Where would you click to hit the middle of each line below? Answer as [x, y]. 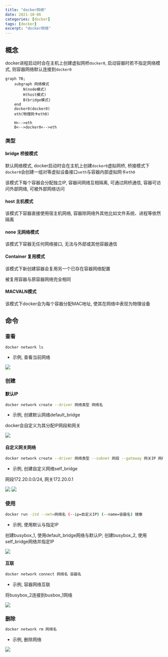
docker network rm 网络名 [31, 629]
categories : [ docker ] [28, 19]
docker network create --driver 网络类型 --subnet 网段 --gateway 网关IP [80, 458]
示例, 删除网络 [27, 639]
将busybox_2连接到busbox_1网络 [39, 595]
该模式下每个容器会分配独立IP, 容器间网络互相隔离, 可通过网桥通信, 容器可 [81, 183]
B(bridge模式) [37, 100]
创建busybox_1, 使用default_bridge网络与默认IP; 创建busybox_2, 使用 [76, 535]
